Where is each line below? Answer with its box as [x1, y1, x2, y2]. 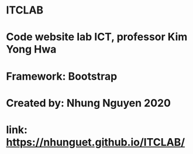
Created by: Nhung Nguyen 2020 [6, 96, 171, 109]
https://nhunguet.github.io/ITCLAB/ [6, 135, 185, 149]
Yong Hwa [6, 43, 57, 56]
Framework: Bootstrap [6, 70, 118, 83]
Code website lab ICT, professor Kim [6, 30, 188, 44]
